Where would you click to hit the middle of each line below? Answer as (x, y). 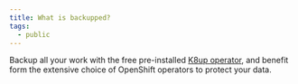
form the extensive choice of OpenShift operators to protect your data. (141, 70)
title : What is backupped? (60, 18)
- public (34, 34)
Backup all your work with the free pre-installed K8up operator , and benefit (149, 61)
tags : (19, 26)
